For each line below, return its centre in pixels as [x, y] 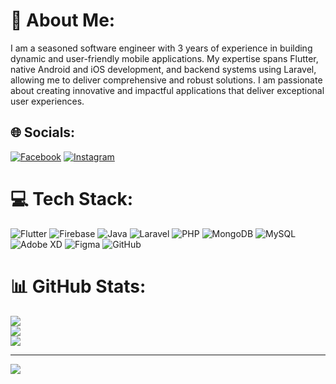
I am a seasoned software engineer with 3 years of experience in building [161, 48]
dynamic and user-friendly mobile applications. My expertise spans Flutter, [164, 58]
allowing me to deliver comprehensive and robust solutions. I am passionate [166, 80]
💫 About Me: [63, 20]
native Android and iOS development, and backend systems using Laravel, [163, 69]
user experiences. [47, 101]
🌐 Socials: [43, 132]
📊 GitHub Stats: [78, 286]
